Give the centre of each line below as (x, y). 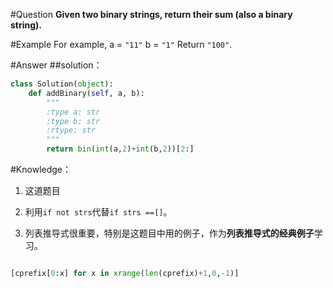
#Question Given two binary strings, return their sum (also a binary (151, 14)
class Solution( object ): (62, 84)
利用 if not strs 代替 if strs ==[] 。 (98, 212)
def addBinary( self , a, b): (86, 93)
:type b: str (73, 121)
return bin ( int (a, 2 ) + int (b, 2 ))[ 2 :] (120, 149)
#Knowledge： (41, 169)
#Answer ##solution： (56, 65)
